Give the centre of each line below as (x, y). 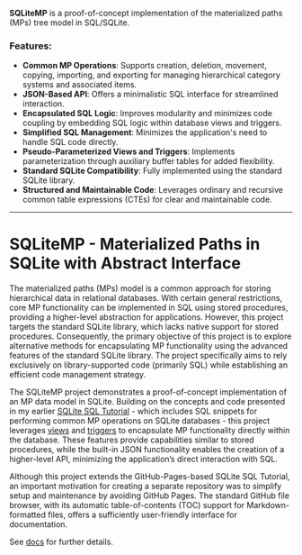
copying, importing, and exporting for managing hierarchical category (151, 75)
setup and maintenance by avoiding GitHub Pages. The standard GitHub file (150, 496)
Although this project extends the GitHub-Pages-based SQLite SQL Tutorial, (150, 477)
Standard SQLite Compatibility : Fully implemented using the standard (152, 171)
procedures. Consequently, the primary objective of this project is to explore (151, 336)
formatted (28, 515)
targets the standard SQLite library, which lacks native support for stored (144, 327)
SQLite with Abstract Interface (125, 264)
